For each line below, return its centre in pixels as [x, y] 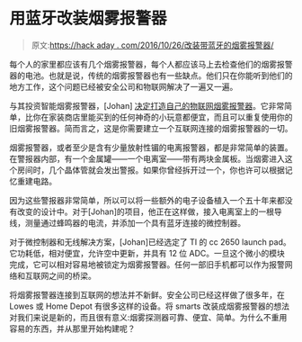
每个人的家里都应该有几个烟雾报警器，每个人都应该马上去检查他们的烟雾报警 [151, 64]
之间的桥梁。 [72, 275]
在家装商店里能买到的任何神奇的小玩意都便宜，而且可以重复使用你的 [166, 117]
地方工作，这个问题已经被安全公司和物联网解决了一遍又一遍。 [124, 86]
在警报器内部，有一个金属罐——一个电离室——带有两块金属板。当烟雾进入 [147, 158]
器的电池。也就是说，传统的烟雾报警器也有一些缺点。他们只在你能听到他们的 [151, 75]
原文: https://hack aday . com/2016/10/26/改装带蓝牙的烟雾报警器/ [152, 45]
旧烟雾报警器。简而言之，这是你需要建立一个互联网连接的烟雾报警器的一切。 [151, 128]
